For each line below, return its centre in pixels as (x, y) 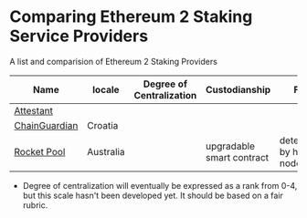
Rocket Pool (40, 151)
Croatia (102, 125)
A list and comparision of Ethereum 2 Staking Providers (113, 61)
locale (106, 89)
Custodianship (238, 89)
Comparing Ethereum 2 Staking (131, 17)
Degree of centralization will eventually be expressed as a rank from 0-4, (160, 185)
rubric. (35, 205)
